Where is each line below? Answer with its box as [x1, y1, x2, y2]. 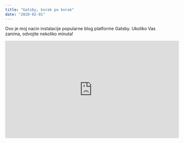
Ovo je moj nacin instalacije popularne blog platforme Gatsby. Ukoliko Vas [5, 25, 156, 31]
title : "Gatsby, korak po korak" [5, 7, 74, 12]
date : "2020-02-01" [5, 12, 46, 17]
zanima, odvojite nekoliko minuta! [5, 31, 73, 37]
